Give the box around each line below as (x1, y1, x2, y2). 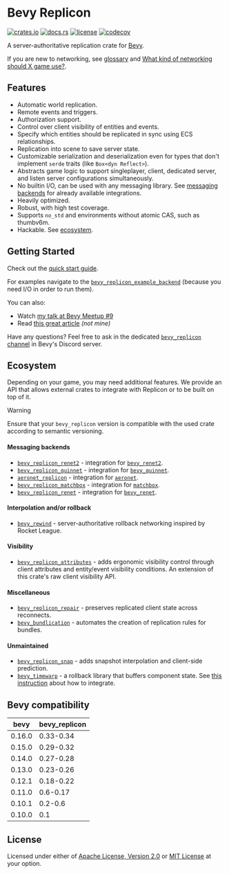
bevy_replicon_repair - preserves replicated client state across (17, 604, 198, 612)
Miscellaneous (7, 588, 50, 596)
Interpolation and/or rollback (7, 503, 92, 512)
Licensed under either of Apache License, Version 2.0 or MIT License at (7, 852, 212, 860)
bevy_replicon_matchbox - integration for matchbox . (17, 480, 160, 489)
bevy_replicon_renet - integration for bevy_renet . (17, 488, 157, 496)
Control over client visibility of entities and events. (17, 123, 160, 131)
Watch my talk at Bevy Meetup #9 (17, 312, 114, 320)
